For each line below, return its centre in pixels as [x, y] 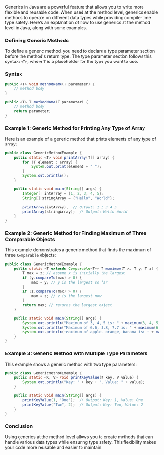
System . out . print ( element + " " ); [66, 166]
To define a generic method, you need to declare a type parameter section [80, 51]
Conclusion [19, 426]
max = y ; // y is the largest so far [70, 282]
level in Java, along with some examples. [46, 28]
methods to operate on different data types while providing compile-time [78, 17]
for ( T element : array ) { [50, 162]
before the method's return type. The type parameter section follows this [79, 56]
